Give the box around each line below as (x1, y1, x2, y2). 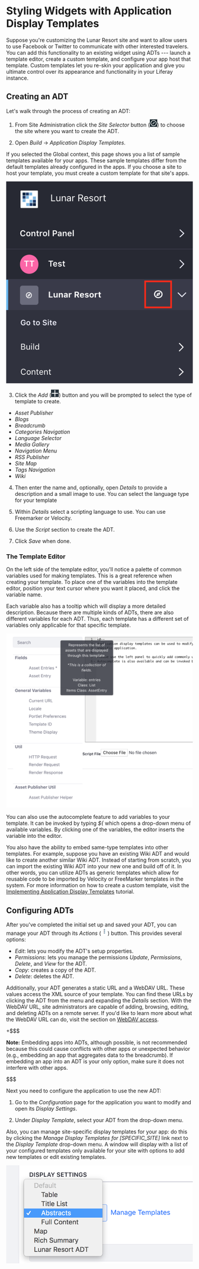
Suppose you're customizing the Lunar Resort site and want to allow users (6, 36, 188, 43)
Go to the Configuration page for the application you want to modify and (14, 1098, 191, 1105)
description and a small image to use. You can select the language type (14, 490, 190, 497)
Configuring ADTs (6, 905, 74, 915)
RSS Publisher (14, 453, 50, 460)
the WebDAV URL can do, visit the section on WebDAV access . (6, 1016, 159, 1023)
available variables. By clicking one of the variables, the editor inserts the (6, 826, 185, 833)
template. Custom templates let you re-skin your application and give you (6, 61, 185, 69)
